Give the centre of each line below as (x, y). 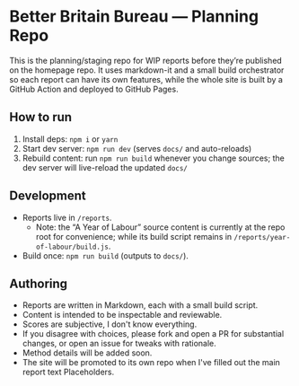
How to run (41, 117)
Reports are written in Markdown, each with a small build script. (140, 305)
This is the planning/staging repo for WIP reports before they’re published (146, 60)
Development (48, 196)
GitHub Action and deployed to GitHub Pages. (94, 89)
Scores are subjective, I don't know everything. (110, 324)
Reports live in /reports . (67, 217)
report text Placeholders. (68, 372)
